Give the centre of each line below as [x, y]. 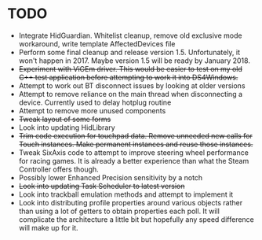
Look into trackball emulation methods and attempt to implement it [126, 194]
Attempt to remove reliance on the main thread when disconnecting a [131, 94]
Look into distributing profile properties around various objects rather [131, 202]
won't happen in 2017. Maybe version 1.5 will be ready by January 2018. [134, 61]
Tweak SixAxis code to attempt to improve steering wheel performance [133, 152]
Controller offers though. [58, 169]
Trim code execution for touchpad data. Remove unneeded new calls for [135, 135]
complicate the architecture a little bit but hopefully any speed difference [136, 219]
